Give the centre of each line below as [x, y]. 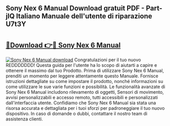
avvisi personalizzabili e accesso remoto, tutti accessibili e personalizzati [82, 97]
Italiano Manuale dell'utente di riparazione [84, 16]
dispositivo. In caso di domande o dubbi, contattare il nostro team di [77, 114]
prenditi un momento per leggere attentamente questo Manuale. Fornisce [82, 76]
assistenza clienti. [25, 119]
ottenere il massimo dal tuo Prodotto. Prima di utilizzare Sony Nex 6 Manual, [85, 71]
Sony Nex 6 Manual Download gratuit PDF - [75, 8]
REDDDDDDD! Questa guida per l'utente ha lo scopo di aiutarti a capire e [81, 65]
